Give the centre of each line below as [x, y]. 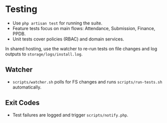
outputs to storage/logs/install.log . [44, 54]
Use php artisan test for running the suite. [57, 23]
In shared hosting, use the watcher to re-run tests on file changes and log [81, 48]
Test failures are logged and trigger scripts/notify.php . [70, 115]
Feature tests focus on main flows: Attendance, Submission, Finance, [84, 28]
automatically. [27, 87]
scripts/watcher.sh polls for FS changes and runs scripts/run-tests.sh [87, 81]
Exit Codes [23, 103]
